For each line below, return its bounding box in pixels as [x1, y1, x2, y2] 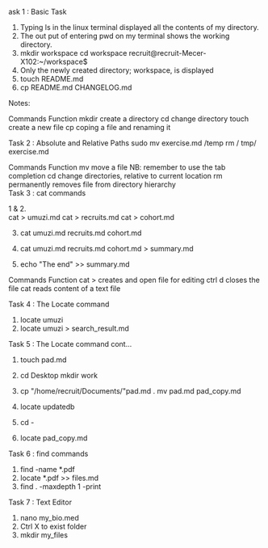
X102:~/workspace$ [19, 57, 88, 66]
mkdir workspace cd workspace [19, 48, 128, 57]
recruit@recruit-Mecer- [128, 48, 207, 57]
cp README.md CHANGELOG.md [19, 82, 132, 92]
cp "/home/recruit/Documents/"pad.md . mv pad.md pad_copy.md [19, 386, 241, 395]
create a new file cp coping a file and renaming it [8, 123, 171, 132]
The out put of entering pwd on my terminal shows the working [19, 32, 230, 40]
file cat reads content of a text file [8, 284, 121, 293]
